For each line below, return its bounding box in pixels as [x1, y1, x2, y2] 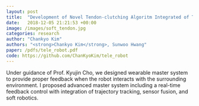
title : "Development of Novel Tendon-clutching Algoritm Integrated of [6, 14, 190, 20]
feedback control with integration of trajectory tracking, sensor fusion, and [6, 88, 188, 95]
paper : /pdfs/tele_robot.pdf [6, 47, 78, 53]
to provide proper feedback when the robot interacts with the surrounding [6, 75, 187, 82]
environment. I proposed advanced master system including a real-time [6, 81, 181, 89]
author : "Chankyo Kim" [6, 36, 62, 42]
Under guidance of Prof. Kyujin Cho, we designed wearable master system [6, 69, 188, 76]
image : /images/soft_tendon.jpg [6, 25, 86, 31]
